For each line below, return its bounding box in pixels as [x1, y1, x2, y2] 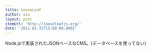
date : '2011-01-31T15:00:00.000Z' [5, 26, 77, 31]
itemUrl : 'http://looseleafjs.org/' [5, 21, 81, 26]
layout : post [5, 16, 32, 21]
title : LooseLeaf [5, 7, 41, 12]
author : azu [5, 12, 30, 17]
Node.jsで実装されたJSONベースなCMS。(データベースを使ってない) [5, 40, 146, 46]
